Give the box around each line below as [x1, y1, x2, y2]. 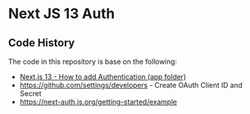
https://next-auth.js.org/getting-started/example [19, 97, 177, 106]
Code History [8, 36, 75, 50]
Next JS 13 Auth [8, 5, 116, 23]
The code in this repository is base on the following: [8, 57, 177, 66]
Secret [19, 89, 42, 98]
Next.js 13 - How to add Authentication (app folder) [19, 72, 187, 81]
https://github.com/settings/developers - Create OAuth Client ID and [19, 80, 243, 90]
